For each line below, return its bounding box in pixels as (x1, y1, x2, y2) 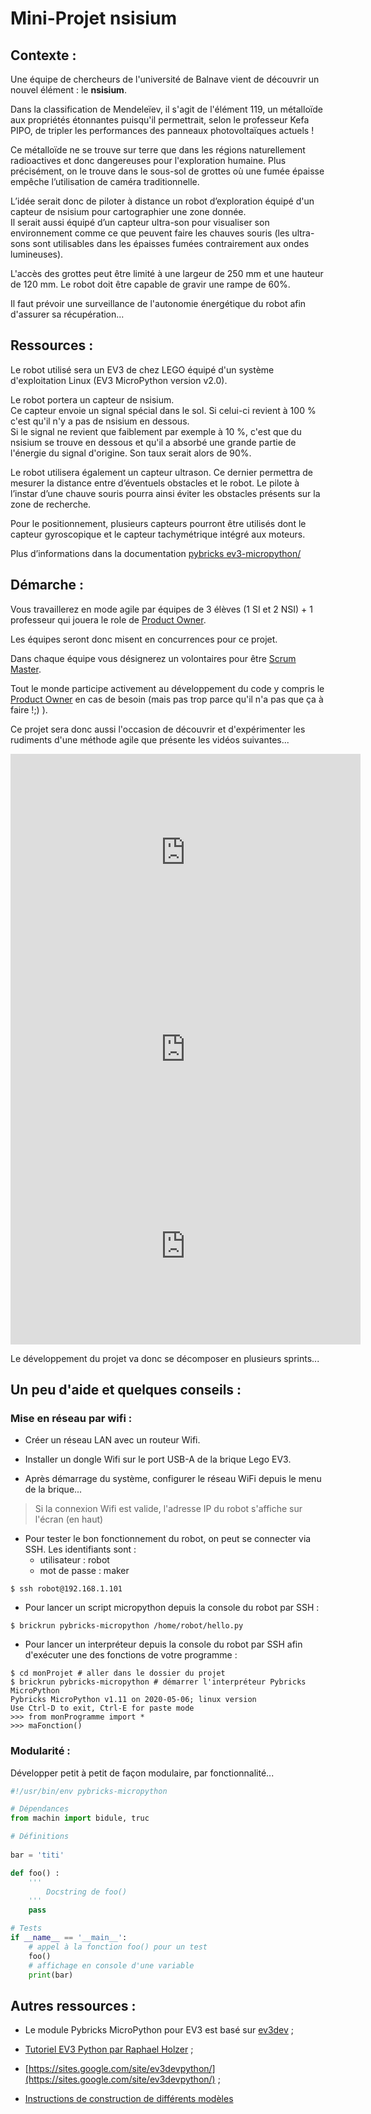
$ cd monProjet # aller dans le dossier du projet (10, 1668, 226, 1679)
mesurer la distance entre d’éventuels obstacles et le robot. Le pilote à (10, 477, 300, 489)
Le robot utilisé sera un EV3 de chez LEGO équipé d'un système (10, 363, 275, 376)
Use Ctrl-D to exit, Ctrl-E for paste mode (10, 1703, 195, 1714)
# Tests (10, 1923, 43, 1934)
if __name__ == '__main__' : (10, 1933, 128, 1943)
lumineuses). (10, 248, 64, 260)
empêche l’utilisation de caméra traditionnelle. (10, 176, 200, 187)
